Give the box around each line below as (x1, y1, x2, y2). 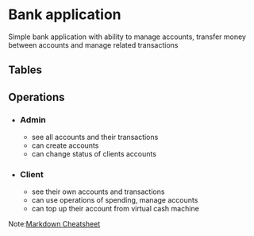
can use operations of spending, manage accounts (31, 195, 198, 205)
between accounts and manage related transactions (8, 40, 179, 49)
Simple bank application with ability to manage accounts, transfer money (8, 32, 246, 41)
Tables (8, 64, 42, 77)
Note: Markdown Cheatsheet (8, 219, 101, 229)
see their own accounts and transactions (31, 187, 165, 196)
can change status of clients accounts (31, 149, 157, 159)
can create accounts (31, 141, 99, 150)
